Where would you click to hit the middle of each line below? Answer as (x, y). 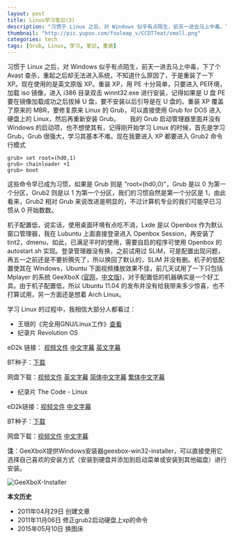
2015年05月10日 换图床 (50, 529)
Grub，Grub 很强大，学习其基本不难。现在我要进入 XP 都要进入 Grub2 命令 (115, 136)
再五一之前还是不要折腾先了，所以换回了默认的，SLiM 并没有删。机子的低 (113, 259)
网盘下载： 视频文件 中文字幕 (48, 436)
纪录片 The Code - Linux (53, 392)
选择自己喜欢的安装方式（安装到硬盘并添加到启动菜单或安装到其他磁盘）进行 (117, 459)
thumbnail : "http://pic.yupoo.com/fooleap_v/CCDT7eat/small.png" (104, 33)
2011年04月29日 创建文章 (54, 511)
